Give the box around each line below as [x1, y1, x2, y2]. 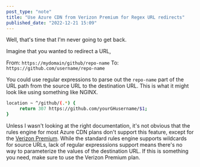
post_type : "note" [6, 8, 52, 15]
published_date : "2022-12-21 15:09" [6, 20, 97, 26]
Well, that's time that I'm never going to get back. [6, 36, 127, 44]
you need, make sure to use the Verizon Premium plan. [6, 154, 140, 161]
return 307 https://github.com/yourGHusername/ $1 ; [19, 106, 148, 112]
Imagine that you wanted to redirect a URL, [6, 48, 111, 55]
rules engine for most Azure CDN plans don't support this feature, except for [6, 129, 194, 135]
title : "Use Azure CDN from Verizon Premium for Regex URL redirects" [6, 14, 185, 20]
